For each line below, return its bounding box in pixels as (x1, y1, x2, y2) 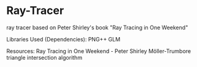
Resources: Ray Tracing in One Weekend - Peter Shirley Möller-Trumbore (6, 47, 191, 55)
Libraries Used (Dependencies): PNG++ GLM (6, 35, 121, 43)
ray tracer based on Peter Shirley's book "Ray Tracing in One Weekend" (6, 24, 188, 31)
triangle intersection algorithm (6, 54, 83, 61)
